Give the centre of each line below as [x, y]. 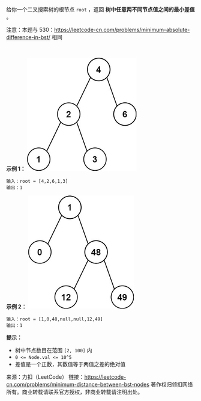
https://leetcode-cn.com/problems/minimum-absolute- [122, 30]
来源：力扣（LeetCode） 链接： [46, 377]
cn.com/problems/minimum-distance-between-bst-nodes [78, 384]
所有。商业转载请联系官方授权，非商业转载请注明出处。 [74, 392]
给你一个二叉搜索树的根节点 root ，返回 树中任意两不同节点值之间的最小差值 [100, 9]
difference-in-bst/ [28, 37]
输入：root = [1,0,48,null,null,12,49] [55, 319]
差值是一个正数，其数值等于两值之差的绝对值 [70, 364]
